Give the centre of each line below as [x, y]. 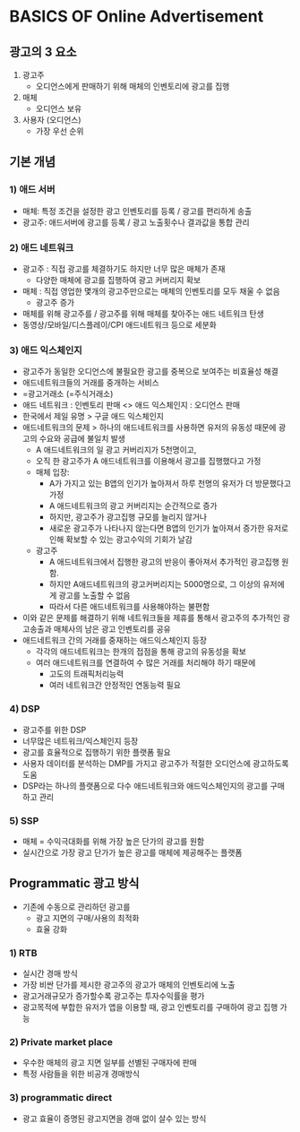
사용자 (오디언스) [52, 120]
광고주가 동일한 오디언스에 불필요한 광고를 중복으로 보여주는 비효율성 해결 [150, 372]
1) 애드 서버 [32, 190]
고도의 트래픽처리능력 [86, 674]
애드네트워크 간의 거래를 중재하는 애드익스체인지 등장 [115, 640]
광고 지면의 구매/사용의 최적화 [87, 918]
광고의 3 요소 [43, 52]
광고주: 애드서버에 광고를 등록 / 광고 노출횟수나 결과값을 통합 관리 [136, 222]
